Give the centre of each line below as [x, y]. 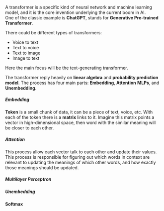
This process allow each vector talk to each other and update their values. [81, 152]
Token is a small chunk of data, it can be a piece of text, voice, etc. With [79, 112]
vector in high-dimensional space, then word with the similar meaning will [81, 122]
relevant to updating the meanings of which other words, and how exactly [81, 162]
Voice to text [25, 42]
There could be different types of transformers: [53, 33]
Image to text [26, 58]
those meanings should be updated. [42, 167]
